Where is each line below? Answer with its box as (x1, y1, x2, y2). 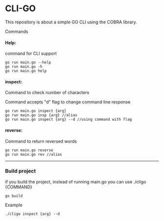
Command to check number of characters (5, 90, 89, 96)
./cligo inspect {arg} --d (5, 211, 60, 216)
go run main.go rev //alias (5, 152, 62, 157)
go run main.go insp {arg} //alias (5, 113, 78, 118)
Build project (5, 168, 36, 175)
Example (5, 202, 23, 208)
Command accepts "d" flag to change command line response (5, 99, 131, 105)
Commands (5, 28, 28, 34)
